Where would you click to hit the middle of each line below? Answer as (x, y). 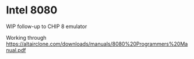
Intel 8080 (32, 10)
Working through (26, 37)
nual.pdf (16, 50)
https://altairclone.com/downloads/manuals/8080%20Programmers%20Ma (97, 44)
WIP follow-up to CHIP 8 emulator (47, 26)
